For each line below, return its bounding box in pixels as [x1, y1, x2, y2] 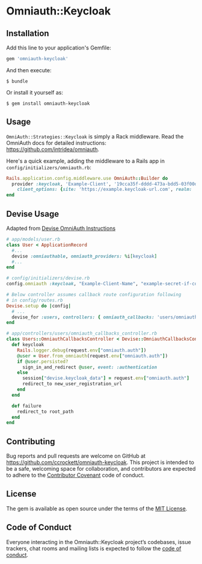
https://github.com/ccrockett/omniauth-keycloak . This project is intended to [6, 459, 194, 466]
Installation [6, 28, 49, 39]
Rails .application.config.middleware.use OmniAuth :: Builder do [6, 175, 168, 181]
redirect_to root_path [17, 408, 74, 415]
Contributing [6, 436, 55, 447]
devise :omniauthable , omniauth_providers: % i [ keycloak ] [11, 253, 158, 259]
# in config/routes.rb [6, 297, 63, 303]
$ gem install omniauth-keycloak [6, 101, 90, 107]
